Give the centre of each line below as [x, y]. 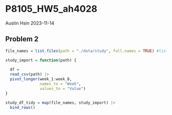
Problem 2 [22, 39]
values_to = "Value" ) [63, 88]
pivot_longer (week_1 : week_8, [41, 79]
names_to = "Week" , [60, 84]
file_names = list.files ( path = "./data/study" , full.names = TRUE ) [80, 51]
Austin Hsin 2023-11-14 [30, 23]
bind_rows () [23, 107]
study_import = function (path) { [41, 60]
